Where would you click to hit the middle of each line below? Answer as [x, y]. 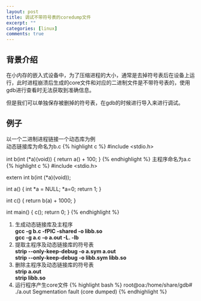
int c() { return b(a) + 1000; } [41, 200]
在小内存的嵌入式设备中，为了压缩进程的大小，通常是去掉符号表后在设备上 [98, 75]
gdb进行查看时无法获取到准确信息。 [50, 90]
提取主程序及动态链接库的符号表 [54, 244]
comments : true [25, 34]
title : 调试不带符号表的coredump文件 [49, 17]
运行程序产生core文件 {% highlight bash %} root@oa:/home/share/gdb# [103, 285]
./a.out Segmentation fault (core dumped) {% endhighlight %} [91, 291]
